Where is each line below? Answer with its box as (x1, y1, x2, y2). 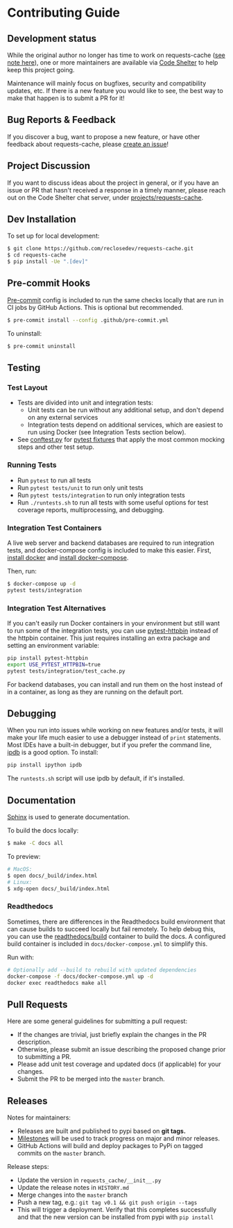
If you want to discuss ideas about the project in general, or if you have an (7, 179, 219, 187)
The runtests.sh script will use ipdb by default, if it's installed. (7, 774, 185, 783)
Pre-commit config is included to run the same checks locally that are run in (7, 295, 224, 304)
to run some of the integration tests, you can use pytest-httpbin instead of (7, 626, 218, 635)
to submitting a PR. (17, 1053, 71, 1061)
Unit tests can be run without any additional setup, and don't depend (27, 406, 224, 414)
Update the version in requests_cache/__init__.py (17, 1176, 162, 1184)
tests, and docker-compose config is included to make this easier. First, (7, 546, 212, 554)
